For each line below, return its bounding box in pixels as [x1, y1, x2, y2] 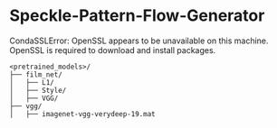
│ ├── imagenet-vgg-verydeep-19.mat [9, 109, 156, 118]
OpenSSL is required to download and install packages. [9, 44, 216, 55]
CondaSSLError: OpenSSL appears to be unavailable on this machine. [9, 35, 269, 46]
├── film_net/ [9, 69, 63, 79]
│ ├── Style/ [9, 86, 67, 95]
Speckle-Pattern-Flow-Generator [9, 5, 265, 26]
